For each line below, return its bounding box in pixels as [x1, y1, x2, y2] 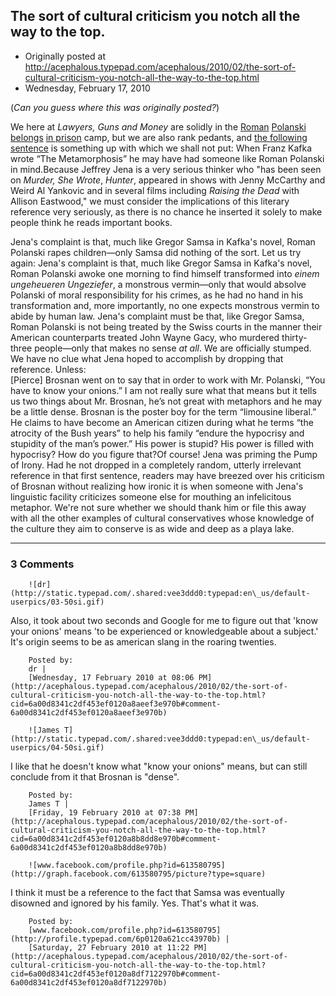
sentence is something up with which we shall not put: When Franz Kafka [10, 142, 313, 154]
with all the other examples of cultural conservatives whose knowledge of [10, 512, 315, 524]
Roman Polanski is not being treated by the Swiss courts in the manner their [10, 320, 323, 333]
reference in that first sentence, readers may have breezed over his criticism [10, 469, 325, 481]
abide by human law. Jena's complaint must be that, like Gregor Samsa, [10, 310, 305, 322]
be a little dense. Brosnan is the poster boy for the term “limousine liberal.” [10, 405, 317, 418]
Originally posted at [24, 50, 106, 62]
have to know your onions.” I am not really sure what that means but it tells [10, 384, 317, 396]
